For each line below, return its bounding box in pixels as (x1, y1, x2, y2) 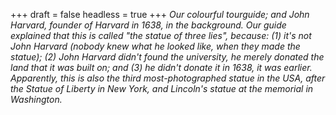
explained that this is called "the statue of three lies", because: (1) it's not (10, 30, 312, 41)
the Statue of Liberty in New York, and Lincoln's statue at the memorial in (10, 83, 314, 94)
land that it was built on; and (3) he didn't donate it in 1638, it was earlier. (10, 62, 313, 73)
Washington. (10, 94, 63, 105)
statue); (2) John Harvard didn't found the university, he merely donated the (10, 51, 325, 63)
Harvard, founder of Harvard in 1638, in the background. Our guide (10, 19, 287, 31)
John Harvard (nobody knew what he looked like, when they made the (10, 40, 301, 52)
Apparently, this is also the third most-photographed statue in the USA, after (10, 72, 326, 84)
